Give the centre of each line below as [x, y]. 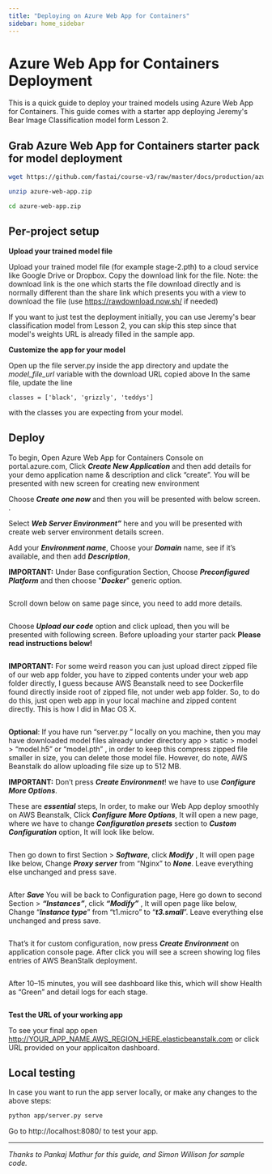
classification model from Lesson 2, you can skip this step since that [122, 325]
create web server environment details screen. [86, 532]
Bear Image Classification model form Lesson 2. [88, 120]
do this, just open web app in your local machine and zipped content [123, 700]
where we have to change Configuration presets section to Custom [123, 823]
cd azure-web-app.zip [45, 206]
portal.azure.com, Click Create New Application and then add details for [130, 466]
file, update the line [40, 382]
